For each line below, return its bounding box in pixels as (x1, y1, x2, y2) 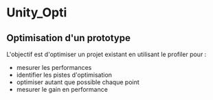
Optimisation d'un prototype (6, 32, 131, 44)
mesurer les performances (16, 64, 92, 71)
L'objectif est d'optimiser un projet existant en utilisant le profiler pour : (6, 50, 207, 58)
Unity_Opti (6, 5, 67, 21)
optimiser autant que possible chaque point (16, 78, 140, 86)
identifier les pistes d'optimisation (16, 71, 113, 79)
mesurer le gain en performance (16, 86, 108, 93)
